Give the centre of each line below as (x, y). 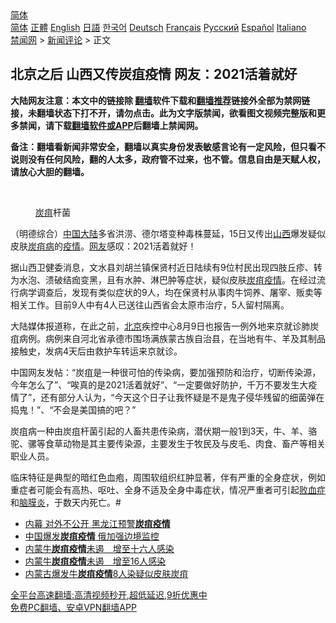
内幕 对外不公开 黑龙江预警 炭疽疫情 (97, 523)
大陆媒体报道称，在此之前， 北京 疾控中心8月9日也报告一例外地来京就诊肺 (160, 326)
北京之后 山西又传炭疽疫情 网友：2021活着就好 (154, 74)
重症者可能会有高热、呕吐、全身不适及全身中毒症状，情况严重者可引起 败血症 (168, 489)
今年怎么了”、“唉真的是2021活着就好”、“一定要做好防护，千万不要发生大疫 (164, 384)
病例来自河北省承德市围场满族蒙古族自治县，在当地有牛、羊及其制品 (185, 338)
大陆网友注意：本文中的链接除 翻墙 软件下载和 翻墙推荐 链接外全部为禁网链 (160, 100)
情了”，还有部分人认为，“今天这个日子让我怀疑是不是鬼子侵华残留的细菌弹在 (167, 397)
